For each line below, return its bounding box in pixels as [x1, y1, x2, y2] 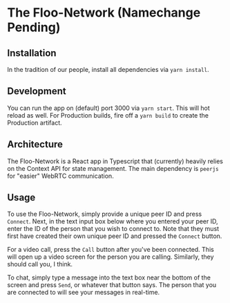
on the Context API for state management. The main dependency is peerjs [7, 164, 219, 172]
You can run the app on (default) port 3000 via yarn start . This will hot [7, 104, 211, 112]
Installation [7, 47, 57, 59]
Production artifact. [7, 118, 62, 127]
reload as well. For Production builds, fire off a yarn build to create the [7, 111, 209, 119]
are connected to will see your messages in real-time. [7, 288, 160, 297]
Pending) [7, 19, 61, 35]
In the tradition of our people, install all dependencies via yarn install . [7, 66, 209, 73]
